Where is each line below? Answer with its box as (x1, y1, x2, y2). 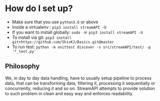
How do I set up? (5, 3, 73, 14)
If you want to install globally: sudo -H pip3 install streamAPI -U (12, 29, 143, 35)
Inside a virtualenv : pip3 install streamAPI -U (12, 24, 106, 30)
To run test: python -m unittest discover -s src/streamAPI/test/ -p (12, 44, 151, 50)
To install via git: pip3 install (12, 34, 72, 40)
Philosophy (5, 62, 40, 70)
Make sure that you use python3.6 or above (12, 19, 99, 25)
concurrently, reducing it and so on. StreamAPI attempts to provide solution (5, 85, 155, 91)
